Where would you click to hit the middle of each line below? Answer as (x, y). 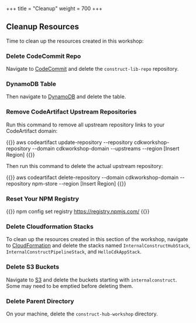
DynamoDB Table (31, 84)
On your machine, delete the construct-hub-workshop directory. (82, 314)
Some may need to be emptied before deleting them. (70, 286)
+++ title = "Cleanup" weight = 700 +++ (54, 8)
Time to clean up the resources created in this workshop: (75, 41)
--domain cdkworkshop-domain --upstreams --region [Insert (106, 148)
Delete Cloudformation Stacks (50, 226)
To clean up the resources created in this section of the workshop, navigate (97, 239)
